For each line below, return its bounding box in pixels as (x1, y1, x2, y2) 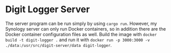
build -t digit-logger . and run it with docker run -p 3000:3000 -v (5, 37, 150, 43)
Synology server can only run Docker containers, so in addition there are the (5, 25, 166, 32)
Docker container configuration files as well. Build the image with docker (5, 31, 157, 37)
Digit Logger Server (5, 4, 90, 15)
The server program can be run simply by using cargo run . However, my (5, 20, 157, 26)
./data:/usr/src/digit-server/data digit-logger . (5, 42, 112, 48)
